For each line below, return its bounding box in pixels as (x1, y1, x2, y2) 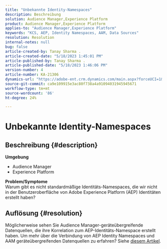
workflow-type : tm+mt (5, 86, 50, 91)
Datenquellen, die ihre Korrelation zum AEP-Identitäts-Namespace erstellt (5, 228, 156, 234)
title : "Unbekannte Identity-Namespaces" (5, 7, 92, 12)
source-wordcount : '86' (5, 91, 55, 96)
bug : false (5, 44, 28, 49)
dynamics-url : (5, 77, 35, 82)
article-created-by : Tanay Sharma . (5, 49, 81, 54)
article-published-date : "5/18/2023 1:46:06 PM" (5, 63, 108, 68)
